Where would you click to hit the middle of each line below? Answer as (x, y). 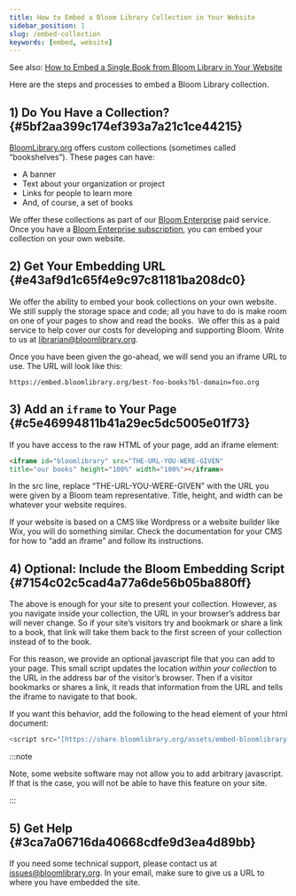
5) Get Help (41, 828)
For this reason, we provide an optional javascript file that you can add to (142, 659)
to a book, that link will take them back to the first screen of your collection (145, 633)
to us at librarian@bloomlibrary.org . (74, 339)
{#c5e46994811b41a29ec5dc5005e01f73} (130, 424)
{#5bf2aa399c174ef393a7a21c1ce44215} (126, 126)
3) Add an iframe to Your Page (93, 409)
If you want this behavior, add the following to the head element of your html (148, 714)
